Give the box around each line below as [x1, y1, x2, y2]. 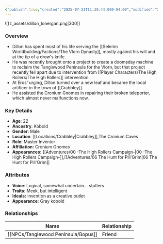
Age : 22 [12, 118, 29, 124]
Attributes [5, 172, 30, 179]
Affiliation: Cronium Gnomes [12, 144, 70, 150]
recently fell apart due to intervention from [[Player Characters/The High [12, 69, 157, 75]
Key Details [5, 107, 33, 114]
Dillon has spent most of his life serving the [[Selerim [12, 43, 118, 49]
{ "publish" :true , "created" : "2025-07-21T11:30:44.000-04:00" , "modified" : [5, 7, 155, 12]
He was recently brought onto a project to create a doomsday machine [12, 59, 154, 65]
